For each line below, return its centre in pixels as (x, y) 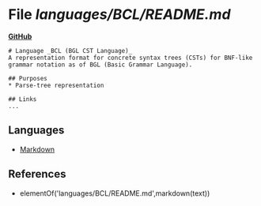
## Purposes (28, 78)
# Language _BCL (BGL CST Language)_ (70, 51)
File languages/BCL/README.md (119, 15)
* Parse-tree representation (56, 85)
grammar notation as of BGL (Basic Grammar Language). (100, 65)
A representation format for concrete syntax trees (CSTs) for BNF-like (130, 58)
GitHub (20, 36)
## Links (23, 99)
